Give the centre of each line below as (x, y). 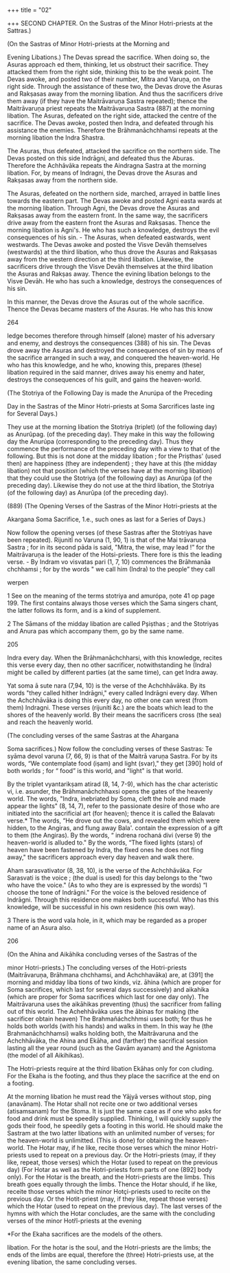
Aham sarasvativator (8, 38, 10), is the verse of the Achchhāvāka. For (105, 870)
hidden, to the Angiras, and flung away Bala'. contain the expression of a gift (115, 828)
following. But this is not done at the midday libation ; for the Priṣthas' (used (114, 456)
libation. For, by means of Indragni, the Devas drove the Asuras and (102, 173)
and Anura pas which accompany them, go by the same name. (95, 631)
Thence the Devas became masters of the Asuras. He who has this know (110, 309)
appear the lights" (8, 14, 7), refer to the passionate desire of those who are (113, 806)
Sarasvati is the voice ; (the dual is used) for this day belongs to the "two (110, 878)
